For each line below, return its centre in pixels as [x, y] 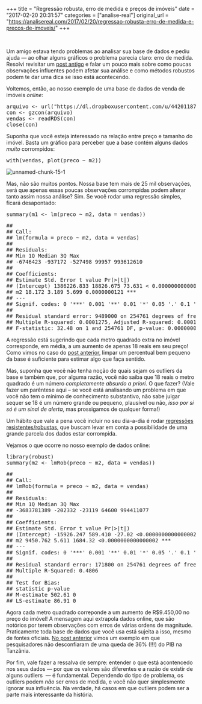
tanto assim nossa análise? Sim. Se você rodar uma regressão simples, [94, 196]
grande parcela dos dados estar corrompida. [62, 433]
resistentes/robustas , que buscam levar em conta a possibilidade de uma [97, 427]
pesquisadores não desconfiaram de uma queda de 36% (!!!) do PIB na [94, 644]
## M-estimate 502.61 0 [41, 595]
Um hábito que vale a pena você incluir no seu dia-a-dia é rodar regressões [100, 421]
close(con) [22, 125]
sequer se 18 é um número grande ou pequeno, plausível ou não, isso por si [100, 403]
